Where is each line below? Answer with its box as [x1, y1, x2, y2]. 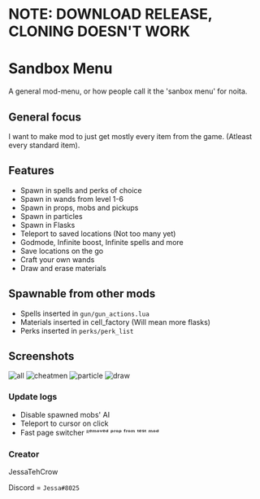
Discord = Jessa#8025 [8, 482, 80, 492]
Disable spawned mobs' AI [19, 409, 110, 419]
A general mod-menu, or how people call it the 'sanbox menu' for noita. [8, 86, 248, 96]
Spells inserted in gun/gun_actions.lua [19, 309, 150, 318]
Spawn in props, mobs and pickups [19, 203, 139, 212]
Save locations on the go [19, 246, 104, 256]
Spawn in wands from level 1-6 [19, 194, 124, 204]
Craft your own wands [19, 254, 95, 265]
